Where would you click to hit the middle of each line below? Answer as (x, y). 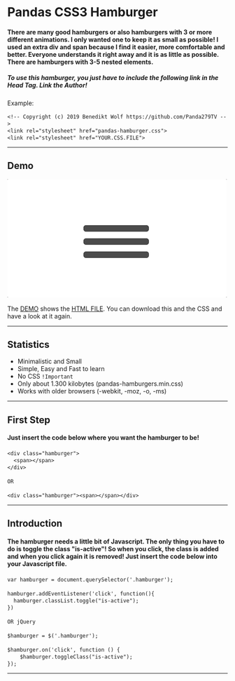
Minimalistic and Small (50, 361)
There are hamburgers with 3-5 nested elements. (80, 62)
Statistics (29, 344)
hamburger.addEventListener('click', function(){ (81, 593)
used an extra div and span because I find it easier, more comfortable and (116, 47)
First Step (29, 420)
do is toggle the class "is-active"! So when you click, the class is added (113, 548)
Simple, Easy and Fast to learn (61, 369)
